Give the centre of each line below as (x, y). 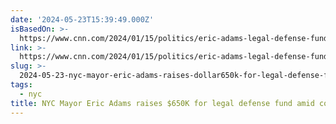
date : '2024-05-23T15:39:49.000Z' (82, 19)
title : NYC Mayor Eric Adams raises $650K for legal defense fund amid (162, 103)
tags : (21, 85)
